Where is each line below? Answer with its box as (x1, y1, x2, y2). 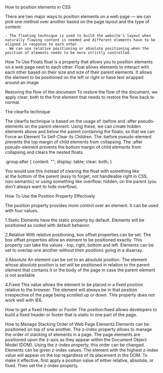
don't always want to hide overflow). (5, 184, 78, 189)
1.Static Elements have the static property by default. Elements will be (5, 217, 145, 223)
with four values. (5, 208, 39, 213)
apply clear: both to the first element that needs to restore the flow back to (5, 94, 155, 100)
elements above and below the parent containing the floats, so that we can (5, 129, 155, 134)
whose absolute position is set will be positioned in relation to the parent (5, 262, 150, 267)
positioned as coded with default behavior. (5, 223, 91, 228)
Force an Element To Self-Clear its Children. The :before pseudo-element (5, 134, 152, 139)
